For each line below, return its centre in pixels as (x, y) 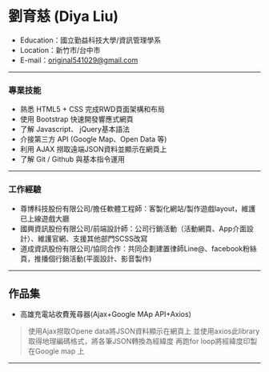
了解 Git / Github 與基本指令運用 (72, 159)
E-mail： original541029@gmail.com (79, 60)
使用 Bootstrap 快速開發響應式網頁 (76, 119)
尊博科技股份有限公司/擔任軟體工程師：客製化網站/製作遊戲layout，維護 (138, 208)
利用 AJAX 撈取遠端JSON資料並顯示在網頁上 (93, 150)
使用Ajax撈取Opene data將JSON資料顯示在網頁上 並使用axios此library (144, 331)
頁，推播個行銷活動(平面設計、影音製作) (86, 258)
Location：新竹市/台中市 (60, 50)
